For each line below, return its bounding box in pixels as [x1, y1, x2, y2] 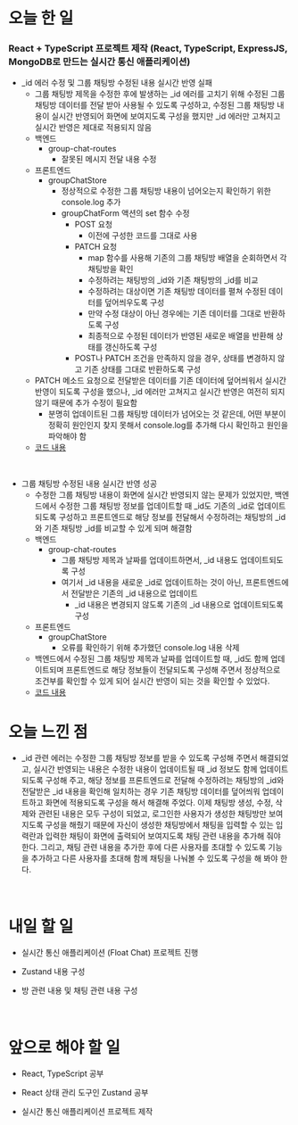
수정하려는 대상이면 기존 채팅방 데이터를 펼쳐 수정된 [87, 286, 267, 297]
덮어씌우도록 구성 [104, 297, 165, 308]
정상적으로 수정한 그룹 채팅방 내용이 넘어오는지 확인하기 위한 [61, 186, 271, 196]
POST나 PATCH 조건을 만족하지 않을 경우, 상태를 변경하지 [74, 353, 276, 364]
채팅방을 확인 [87, 264, 134, 275]
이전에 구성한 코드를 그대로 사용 [87, 230, 198, 241]
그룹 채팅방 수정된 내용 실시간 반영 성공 [21, 478, 158, 489]
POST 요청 [74, 219, 113, 230]
